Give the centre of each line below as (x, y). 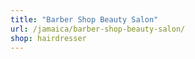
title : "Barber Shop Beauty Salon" (84, 19)
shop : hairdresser (48, 38)
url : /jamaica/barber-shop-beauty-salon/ (98, 29)
